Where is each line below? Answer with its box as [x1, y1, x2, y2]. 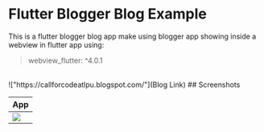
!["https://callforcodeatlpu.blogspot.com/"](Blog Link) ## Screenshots [8, 80, 241, 89]
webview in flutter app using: [8, 39, 105, 49]
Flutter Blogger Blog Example [8, 5, 208, 23]
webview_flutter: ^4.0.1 [27, 56, 103, 65]
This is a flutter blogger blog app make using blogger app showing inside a [8, 31, 257, 41]
